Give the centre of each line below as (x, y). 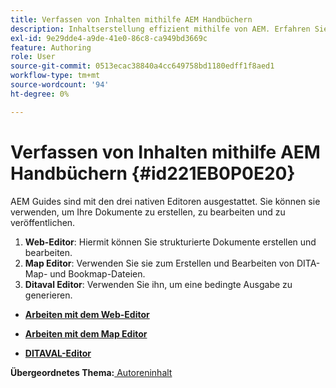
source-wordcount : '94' (60, 85)
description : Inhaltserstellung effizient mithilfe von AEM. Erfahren (160, 29)
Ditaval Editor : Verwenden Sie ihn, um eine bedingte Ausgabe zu (158, 284)
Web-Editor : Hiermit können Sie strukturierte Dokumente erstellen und (170, 242)
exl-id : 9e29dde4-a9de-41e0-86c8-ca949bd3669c (109, 38)
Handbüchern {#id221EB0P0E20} (153, 173)
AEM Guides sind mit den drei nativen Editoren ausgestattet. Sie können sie (165, 201)
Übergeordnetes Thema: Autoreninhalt (91, 372)
